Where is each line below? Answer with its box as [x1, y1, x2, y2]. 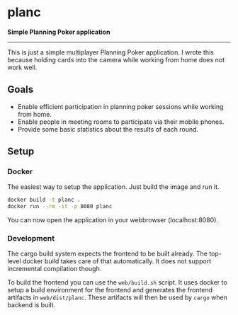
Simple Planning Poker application [7, 28, 110, 36]
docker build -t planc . [7, 196, 81, 204]
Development [7, 234, 55, 244]
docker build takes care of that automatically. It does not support [22, 257, 212, 265]
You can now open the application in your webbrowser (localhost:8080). [7, 216, 218, 224]
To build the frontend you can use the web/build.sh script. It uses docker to [7, 278, 228, 287]
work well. [7, 63, 38, 71]
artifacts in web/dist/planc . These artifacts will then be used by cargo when [7, 293, 228, 302]
